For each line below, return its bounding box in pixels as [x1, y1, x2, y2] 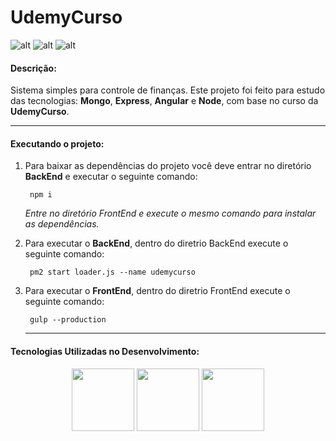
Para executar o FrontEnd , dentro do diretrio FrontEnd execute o [24, 285, 291, 297]
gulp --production [29, 315, 107, 325]
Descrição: [10, 62, 57, 74]
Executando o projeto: [10, 137, 105, 150]
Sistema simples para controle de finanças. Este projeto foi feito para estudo [10, 84, 326, 96]
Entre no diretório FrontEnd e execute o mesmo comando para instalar [24, 207, 317, 220]
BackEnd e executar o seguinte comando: [24, 171, 198, 183]
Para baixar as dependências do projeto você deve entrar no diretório [24, 160, 312, 172]
